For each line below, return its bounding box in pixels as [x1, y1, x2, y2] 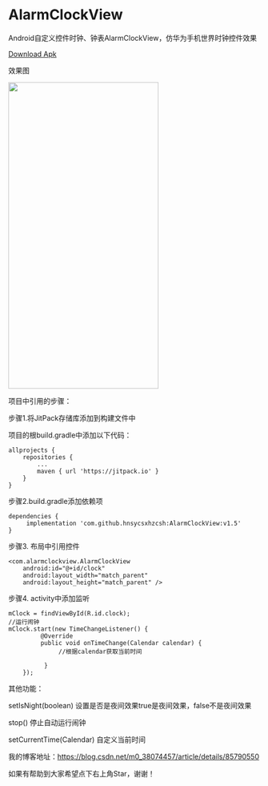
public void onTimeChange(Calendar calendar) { [40, 639, 202, 647]
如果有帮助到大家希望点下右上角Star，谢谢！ [8, 768, 155, 778]
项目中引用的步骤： [8, 396, 72, 405]
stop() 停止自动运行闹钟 [8, 717, 86, 727]
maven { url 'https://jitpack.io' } [37, 467, 159, 475]
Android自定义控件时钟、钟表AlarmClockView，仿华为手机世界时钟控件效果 [8, 33, 258, 42]
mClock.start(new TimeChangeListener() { [8, 625, 149, 633]
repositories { [22, 453, 74, 462]
